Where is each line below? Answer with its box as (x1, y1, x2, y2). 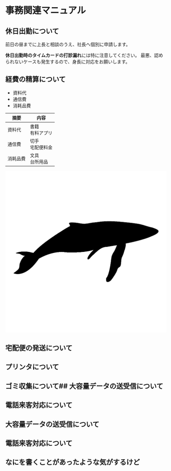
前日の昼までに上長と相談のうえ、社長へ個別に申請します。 (5, 42, 131, 47)
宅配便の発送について (5, 343, 73, 352)
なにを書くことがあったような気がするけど (5, 458, 140, 467)
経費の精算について (5, 75, 66, 84)
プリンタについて (5, 363, 59, 371)
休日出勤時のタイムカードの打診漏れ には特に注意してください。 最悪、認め (5, 52, 163, 58)
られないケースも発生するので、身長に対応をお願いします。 (5, 58, 131, 65)
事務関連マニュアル (5, 5, 86, 16)
